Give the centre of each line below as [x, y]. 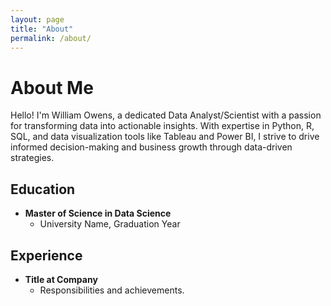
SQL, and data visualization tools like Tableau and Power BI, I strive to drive [165, 137]
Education [43, 189]
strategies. [32, 158]
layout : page [37, 19]
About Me [52, 87]
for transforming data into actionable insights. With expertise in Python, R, [162, 126]
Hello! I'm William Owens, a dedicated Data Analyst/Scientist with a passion [166, 115]
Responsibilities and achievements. [112, 290]
